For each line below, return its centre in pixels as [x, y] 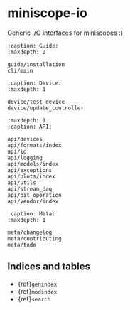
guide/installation [36, 64]
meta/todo [22, 245]
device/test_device [36, 102]
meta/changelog [30, 232]
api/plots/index [31, 176]
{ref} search [34, 299]
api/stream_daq [30, 189]
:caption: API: [30, 127]
